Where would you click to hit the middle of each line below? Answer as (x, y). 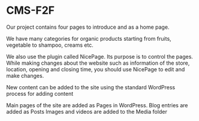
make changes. (25, 75)
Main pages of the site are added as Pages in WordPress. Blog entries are (97, 105)
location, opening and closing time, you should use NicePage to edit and (96, 69)
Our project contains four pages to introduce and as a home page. (88, 27)
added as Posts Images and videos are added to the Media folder (87, 111)
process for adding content (40, 93)
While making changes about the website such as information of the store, (98, 63)
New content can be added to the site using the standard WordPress (91, 87)
